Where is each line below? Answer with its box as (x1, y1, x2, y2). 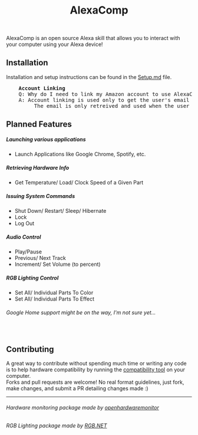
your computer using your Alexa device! (6, 41, 103, 48)
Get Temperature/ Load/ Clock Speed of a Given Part (14, 179, 144, 186)
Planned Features (6, 119, 72, 130)
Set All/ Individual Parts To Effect (14, 295, 95, 302)
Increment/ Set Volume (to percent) (14, 261, 101, 268)
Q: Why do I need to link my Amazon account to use (18, 91, 171, 97)
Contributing (6, 344, 54, 354)
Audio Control (6, 233, 41, 240)
